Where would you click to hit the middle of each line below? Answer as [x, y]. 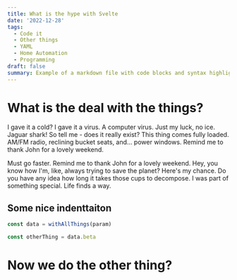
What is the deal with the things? [105, 108]
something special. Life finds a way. [59, 186]
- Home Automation [41, 54]
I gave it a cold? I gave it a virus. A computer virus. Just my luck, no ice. [111, 127]
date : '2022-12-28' [36, 20]
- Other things [36, 40]
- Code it [28, 34]
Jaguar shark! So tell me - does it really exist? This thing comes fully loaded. [118, 135]
